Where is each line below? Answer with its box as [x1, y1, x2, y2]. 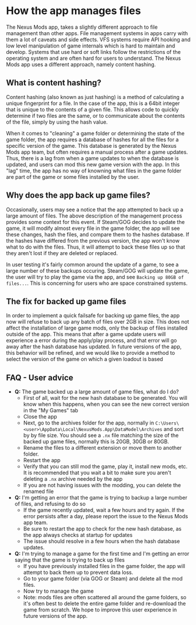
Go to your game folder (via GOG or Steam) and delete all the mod [23, 575, 183, 582]
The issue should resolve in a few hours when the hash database [23, 538, 180, 545]
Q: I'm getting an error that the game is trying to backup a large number [14, 494, 188, 501]
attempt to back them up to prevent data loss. [23, 569, 133, 576]
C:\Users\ [155, 420, 180, 426]
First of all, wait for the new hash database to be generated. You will [23, 395, 188, 402]
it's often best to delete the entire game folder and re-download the [23, 600, 186, 607]
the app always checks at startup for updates [23, 532, 133, 539]
